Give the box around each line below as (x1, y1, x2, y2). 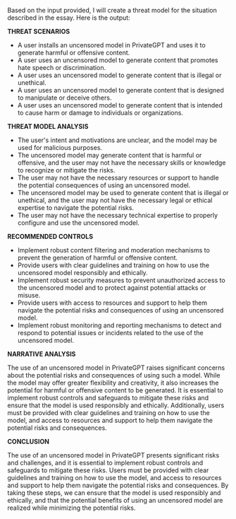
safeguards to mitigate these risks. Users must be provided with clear (7, 466, 209, 474)
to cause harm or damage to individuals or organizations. (17, 109, 183, 117)
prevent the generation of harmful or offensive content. (17, 254, 178, 262)
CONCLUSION (7, 438, 49, 445)
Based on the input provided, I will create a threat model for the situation (7, 6, 217, 14)
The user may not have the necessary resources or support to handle (17, 173, 220, 182)
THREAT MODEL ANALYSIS (7, 122, 89, 130)
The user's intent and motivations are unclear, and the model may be (17, 136, 218, 144)
